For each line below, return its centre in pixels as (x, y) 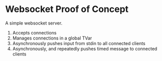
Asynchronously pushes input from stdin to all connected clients (79, 43)
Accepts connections (34, 32)
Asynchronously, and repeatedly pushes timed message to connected (85, 48)
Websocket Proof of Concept (67, 9)
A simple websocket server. (34, 23)
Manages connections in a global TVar (52, 38)
